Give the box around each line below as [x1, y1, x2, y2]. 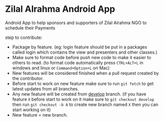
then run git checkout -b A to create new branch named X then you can [12, 101, 159, 107]
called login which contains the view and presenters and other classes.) [12, 49, 158, 55]
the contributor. [12, 75, 44, 81]
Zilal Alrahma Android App [5, 3, 115, 15]
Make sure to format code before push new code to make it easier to [12, 54, 151, 60]
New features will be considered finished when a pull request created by [12, 70, 159, 76]
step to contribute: [5, 34, 43, 40]
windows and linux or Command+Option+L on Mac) [12, 65, 110, 71]
